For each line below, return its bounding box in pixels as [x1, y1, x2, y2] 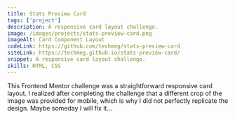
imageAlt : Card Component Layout [7, 36, 105, 43]
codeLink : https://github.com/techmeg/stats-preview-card [7, 43, 180, 50]
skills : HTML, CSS [7, 62, 61, 69]
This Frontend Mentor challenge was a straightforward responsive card [7, 81, 213, 90]
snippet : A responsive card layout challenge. [7, 56, 146, 63]
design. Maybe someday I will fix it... [7, 104, 112, 112]
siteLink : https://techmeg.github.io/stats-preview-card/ [7, 50, 180, 57]
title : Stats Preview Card [7, 10, 86, 17]
